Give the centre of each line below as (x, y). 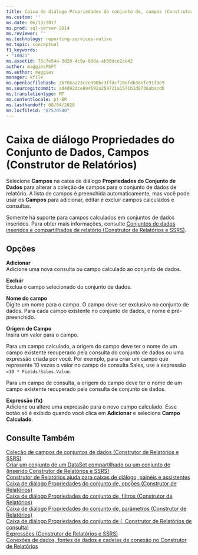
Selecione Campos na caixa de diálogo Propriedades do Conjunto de (91, 181)
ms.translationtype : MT (35, 94)
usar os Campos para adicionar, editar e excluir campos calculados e (90, 200)
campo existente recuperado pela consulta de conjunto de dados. (86, 389)
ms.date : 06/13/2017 (32, 22)
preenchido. (21, 317)
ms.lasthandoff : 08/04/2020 (41, 105)
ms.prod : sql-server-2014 (38, 28)
